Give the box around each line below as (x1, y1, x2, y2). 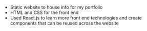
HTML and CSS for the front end (10, 9, 79, 15)
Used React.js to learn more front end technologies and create (10, 15, 142, 20)
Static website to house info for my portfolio (10, 4, 103, 10)
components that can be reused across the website (10, 20, 119, 26)
